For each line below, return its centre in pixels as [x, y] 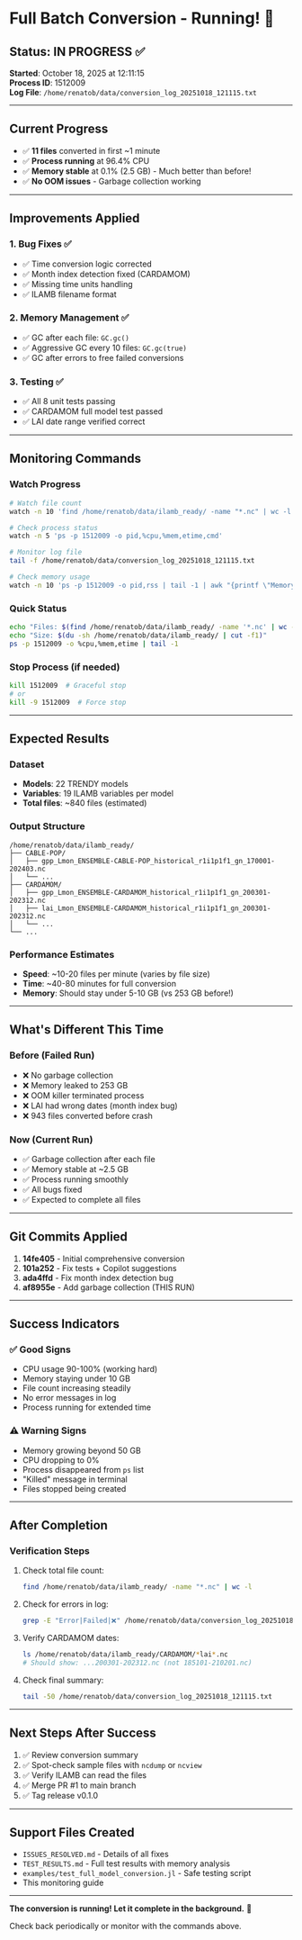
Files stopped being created [74, 1488]
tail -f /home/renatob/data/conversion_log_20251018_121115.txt [132, 561]
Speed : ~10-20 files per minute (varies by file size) [116, 974]
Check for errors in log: [66, 1604]
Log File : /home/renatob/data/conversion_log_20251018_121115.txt [133, 92]
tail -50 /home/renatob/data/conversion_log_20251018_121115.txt [147, 1696]
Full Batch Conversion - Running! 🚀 [142, 18]
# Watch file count [46, 503]
